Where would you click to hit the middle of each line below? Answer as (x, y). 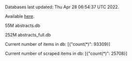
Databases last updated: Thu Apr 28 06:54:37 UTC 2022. (62, 7)
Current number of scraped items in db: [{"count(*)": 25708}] (66, 53)
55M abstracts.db (22, 25)
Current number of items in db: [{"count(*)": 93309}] (58, 44)
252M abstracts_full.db (28, 35)
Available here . (20, 16)
